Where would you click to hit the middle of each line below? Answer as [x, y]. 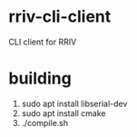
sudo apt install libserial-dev [74, 103]
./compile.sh [45, 122]
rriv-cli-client [60, 17]
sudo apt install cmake [64, 113]
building [40, 78]
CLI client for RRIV [43, 42]
